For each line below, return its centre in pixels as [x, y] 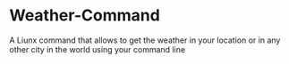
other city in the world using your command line [98, 49]
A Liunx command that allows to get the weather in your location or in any [145, 40]
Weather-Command [85, 16]
